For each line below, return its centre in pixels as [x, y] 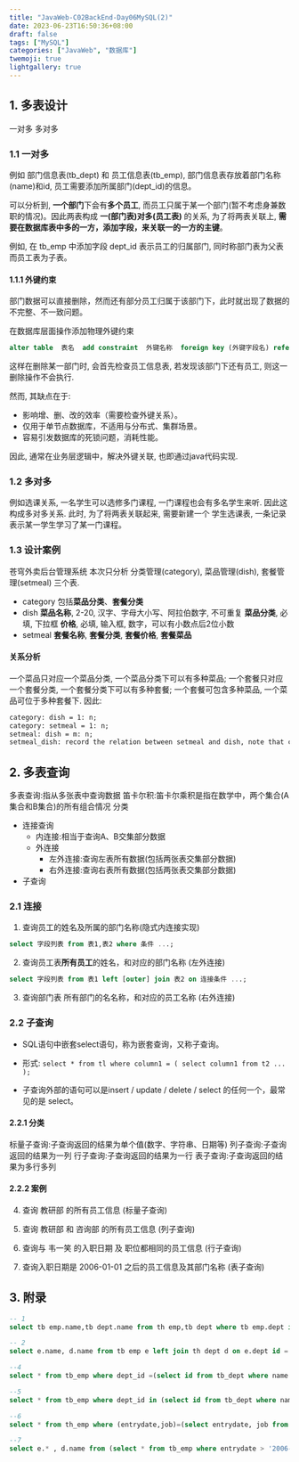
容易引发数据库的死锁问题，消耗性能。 [92, 437]
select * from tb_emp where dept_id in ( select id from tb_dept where [143, 1400]
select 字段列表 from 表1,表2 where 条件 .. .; [92, 944]
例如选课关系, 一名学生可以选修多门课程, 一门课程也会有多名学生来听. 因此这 [148, 502]
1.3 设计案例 [35, 551]
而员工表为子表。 [40, 257]
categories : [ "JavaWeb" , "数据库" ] [73, 51]
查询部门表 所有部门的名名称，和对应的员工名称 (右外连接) [129, 998]
